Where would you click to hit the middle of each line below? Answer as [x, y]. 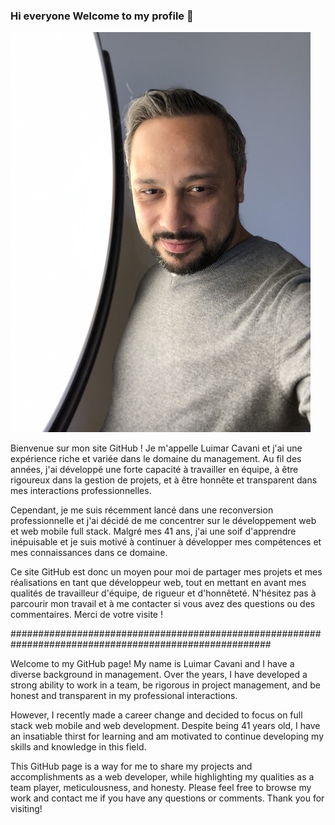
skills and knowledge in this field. [78, 747]
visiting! [26, 809]
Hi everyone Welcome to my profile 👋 [102, 16]
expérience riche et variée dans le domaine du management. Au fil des [156, 459]
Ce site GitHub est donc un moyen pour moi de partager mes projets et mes [166, 572]
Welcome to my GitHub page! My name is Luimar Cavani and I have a [152, 664]
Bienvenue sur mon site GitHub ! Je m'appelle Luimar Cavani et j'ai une [156, 448]
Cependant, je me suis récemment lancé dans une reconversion [142, 510]
